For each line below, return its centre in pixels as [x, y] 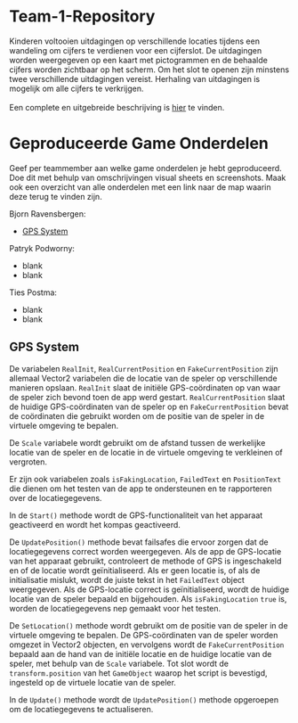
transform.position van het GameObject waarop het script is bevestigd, [138, 673]
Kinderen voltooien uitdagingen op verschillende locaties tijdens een [135, 41]
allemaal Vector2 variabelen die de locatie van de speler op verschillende [143, 378]
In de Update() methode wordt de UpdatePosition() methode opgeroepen [144, 699]
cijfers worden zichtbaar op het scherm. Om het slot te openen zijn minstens [149, 70]
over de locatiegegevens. [56, 497]
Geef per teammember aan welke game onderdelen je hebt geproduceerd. [145, 168]
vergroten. [28, 462]
